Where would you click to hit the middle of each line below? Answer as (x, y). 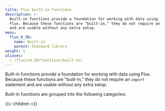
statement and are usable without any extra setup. (56, 85)
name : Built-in (30, 42)
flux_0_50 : (21, 37)
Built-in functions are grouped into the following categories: (66, 94)
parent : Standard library (41, 46)
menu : (11, 33)
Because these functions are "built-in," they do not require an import (75, 79)
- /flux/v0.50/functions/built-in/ (46, 60)
